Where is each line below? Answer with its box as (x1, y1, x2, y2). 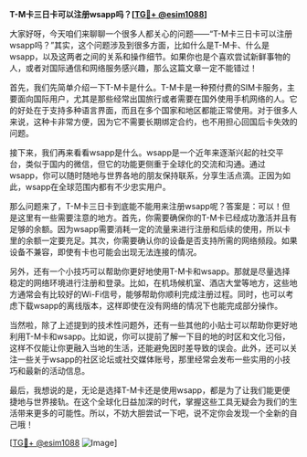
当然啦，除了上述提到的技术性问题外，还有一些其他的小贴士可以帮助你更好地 (9, 320, 298, 330)
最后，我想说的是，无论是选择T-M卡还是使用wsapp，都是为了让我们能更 (9, 385, 282, 396)
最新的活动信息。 (25, 366, 90, 376)
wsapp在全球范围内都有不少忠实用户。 (25, 182, 171, 192)
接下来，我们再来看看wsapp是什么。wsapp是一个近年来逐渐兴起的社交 (9, 147, 276, 158)
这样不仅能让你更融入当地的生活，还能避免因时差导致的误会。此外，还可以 (9, 343, 290, 353)
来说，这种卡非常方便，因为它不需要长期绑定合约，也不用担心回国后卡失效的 (9, 116, 298, 127)
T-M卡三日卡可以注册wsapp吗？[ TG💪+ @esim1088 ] (9, 9, 207, 19)
